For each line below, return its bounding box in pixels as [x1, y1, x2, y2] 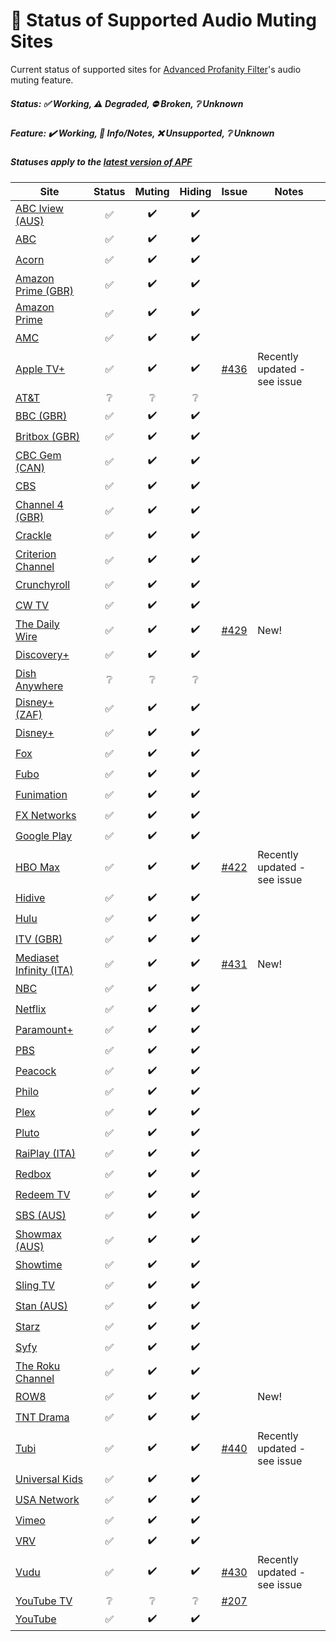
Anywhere [15, 679, 64, 693]
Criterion [15, 547, 57, 561]
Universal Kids [15, 1472, 83, 1486]
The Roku [15, 1359, 61, 1373]
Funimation [15, 788, 68, 802]
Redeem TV [15, 1188, 71, 1202]
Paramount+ [15, 1023, 74, 1037]
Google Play [15, 829, 73, 843]
